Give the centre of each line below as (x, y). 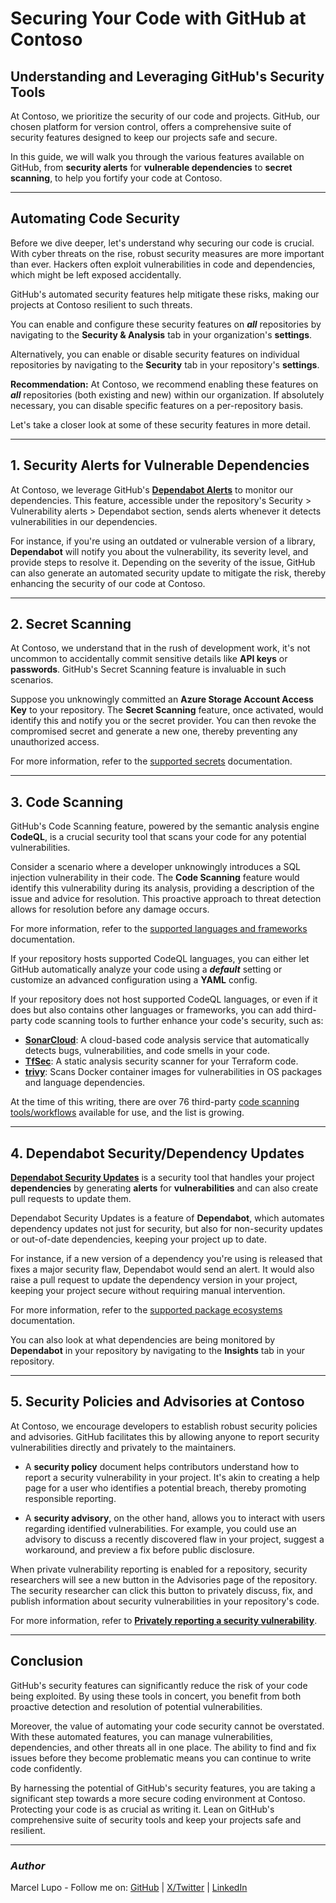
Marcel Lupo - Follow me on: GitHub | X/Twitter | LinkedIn (129, 1887)
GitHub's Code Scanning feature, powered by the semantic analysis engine (165, 826)
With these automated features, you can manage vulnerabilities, (141, 1736)
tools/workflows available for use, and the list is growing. (127, 1113)
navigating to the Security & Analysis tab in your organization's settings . (161, 334)
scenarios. (32, 680)
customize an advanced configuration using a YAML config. (134, 980)
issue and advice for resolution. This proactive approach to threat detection (166, 899)
